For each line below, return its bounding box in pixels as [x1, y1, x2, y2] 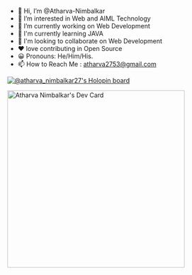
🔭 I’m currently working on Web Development [17, 22, 151, 30]
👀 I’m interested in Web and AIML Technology [17, 14, 151, 23]
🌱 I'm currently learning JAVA [17, 29, 104, 38]
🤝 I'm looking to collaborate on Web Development [17, 37, 163, 45]
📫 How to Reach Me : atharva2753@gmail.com [17, 60, 157, 68]
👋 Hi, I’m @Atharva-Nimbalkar [17, 7, 106, 15]
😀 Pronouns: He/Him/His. [17, 52, 94, 60]
